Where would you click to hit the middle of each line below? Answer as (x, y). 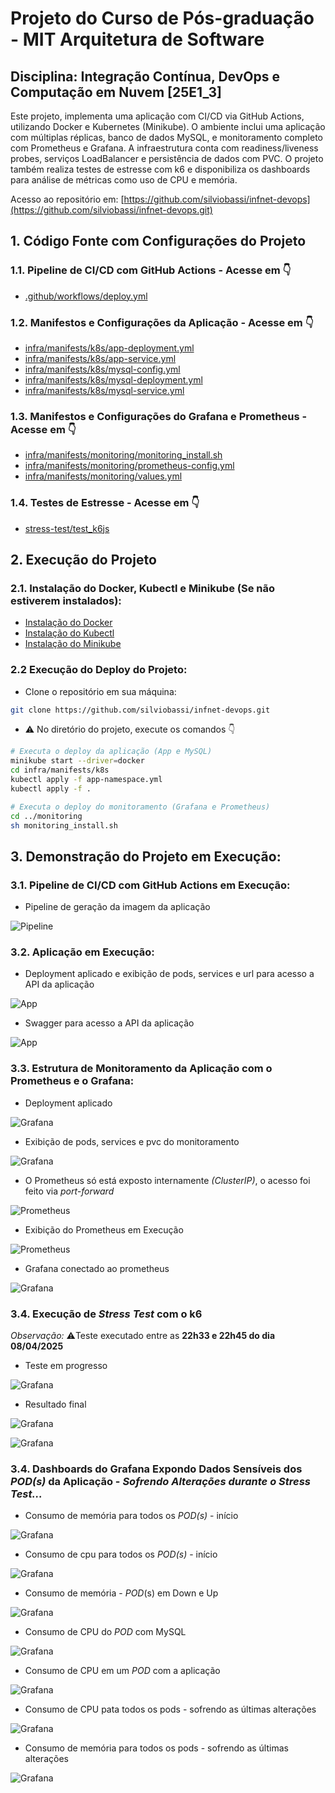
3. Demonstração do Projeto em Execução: (146, 856)
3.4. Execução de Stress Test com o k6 (106, 1314)
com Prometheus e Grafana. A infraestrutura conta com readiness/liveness (164, 148)
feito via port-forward (69, 1191)
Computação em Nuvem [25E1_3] (116, 92)
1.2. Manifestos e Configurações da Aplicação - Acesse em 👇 (162, 322)
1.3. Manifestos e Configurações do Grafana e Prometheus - (159, 416)
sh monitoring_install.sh (64, 825)
